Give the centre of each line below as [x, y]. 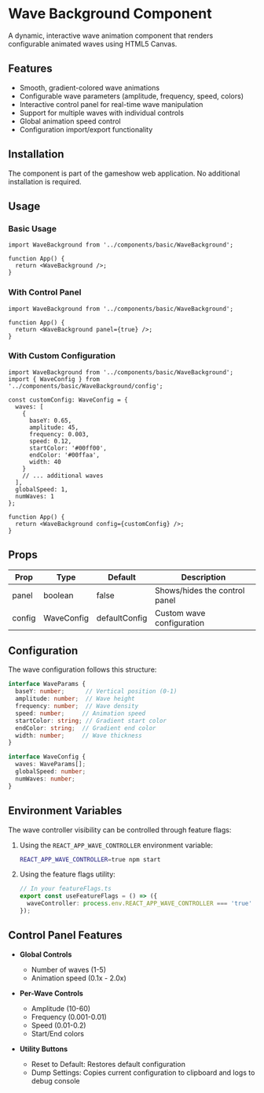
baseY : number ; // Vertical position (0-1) [96, 691]
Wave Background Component [110, 14]
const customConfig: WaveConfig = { [68, 400]
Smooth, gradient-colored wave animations [89, 87]
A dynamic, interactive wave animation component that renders [111, 35]
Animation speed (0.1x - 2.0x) [79, 978]
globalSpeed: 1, [42, 489]
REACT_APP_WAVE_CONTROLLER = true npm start [90, 859]
